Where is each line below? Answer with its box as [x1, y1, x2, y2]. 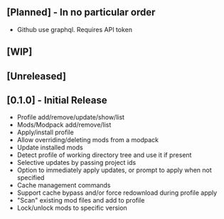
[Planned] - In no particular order [6, 6, 156, 18]
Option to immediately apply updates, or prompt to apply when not [16, 166, 213, 174]
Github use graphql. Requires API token [16, 25, 133, 33]
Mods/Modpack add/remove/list [16, 121, 112, 129]
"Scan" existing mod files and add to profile [16, 196, 145, 205]
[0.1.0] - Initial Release [6, 94, 107, 106]
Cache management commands [16, 181, 111, 190]
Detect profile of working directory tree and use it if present [16, 151, 192, 159]
